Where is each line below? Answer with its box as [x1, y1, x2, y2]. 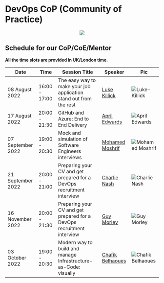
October [7, 254, 27, 261]
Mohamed [102, 139, 125, 145]
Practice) [5, 14, 43, 25]
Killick [102, 92, 116, 99]
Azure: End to [58, 115, 89, 122]
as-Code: [58, 263, 81, 270]
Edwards [102, 118, 122, 125]
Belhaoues [102, 257, 126, 264]
